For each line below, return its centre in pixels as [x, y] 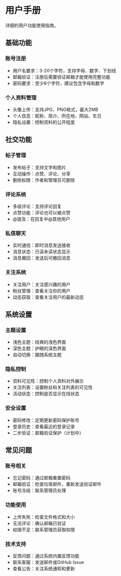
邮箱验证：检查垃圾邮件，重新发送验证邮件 [57, 484]
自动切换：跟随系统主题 [37, 355]
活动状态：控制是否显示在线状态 [46, 394]
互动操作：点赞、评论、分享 [42, 174]
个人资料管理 [21, 98]
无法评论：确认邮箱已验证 [39, 523]
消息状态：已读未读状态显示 [42, 252]
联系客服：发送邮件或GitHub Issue [48, 562]
